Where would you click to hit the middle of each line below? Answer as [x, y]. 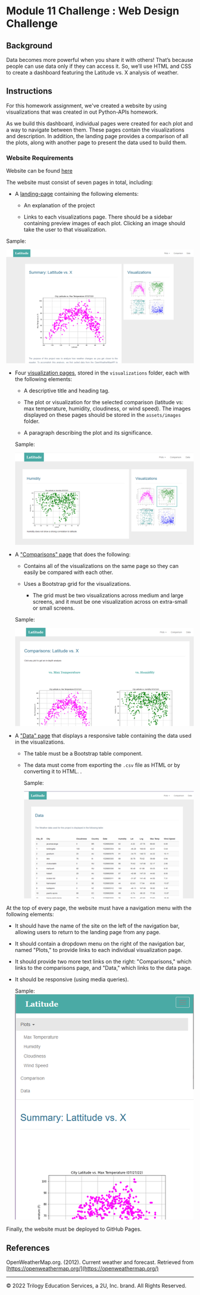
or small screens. [54, 608]
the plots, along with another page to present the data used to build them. [96, 142]
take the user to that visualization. [65, 230]
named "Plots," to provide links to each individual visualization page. [99, 950]
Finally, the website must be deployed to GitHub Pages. [74, 1229]
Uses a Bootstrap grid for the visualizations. [77, 584]
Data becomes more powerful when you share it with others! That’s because [100, 60]
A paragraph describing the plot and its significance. [88, 432]
